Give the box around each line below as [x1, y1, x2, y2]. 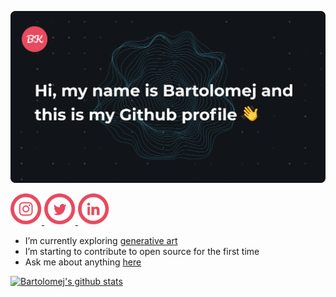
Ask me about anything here [24, 256, 142, 268]
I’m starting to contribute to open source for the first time [24, 246, 260, 258]
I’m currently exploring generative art [24, 235, 178, 247]
